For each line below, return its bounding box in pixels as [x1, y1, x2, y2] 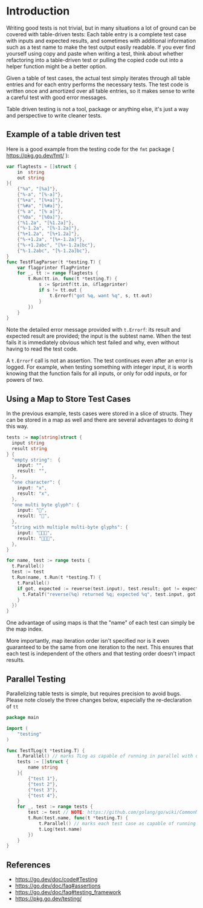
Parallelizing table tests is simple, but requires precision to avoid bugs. [6, 690, 181, 697]
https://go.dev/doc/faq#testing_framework [14, 889, 121, 896]
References [6, 860, 51, 870]
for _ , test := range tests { [17, 803, 94, 810]
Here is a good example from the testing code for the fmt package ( [6, 145, 175, 152]
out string [17, 175, 45, 181]
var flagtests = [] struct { [6, 163, 77, 170]
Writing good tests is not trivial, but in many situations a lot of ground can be [6, 24, 196, 31]
